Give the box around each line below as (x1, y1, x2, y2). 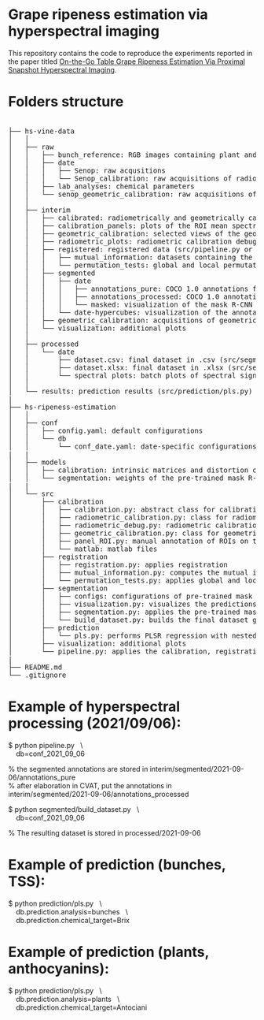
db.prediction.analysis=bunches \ (15, 906, 128, 916)
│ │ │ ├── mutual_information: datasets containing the (8, 252, 253, 262)
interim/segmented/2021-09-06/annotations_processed (8, 789, 189, 799)
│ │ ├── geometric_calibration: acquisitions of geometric (8, 315, 257, 325)
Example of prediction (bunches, (8, 856, 226, 873)
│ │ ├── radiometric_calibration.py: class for (8, 512, 228, 522)
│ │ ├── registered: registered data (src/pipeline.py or (8, 244, 253, 254)
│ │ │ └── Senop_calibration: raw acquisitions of (8, 173, 233, 183)
